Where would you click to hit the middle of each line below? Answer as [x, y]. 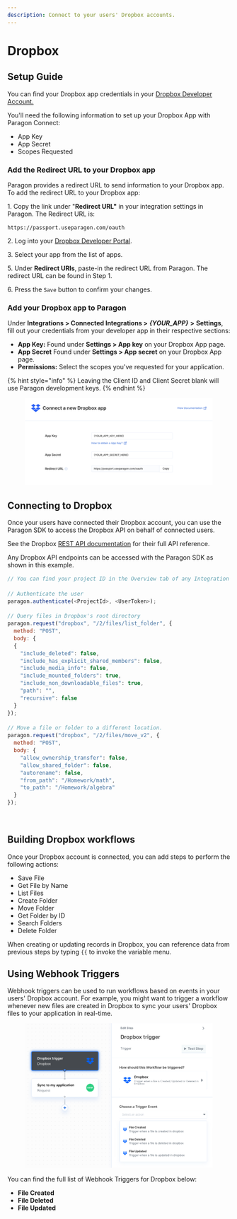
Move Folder [36, 908]
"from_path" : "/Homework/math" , [68, 780]
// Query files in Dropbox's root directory [74, 616]
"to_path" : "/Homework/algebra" [68, 788]
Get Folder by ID [41, 915]
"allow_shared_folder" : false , [66, 765]
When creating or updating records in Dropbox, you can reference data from [118, 944]
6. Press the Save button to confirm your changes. [80, 289]
